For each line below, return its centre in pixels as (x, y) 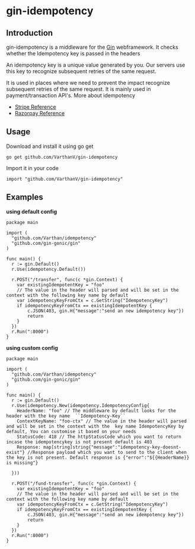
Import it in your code (33, 168)
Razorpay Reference (40, 113)
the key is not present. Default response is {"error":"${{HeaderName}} (98, 457)
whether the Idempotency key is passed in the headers (73, 53)
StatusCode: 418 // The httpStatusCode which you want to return (99, 437)
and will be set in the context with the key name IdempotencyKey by (95, 426)
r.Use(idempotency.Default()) (49, 269)
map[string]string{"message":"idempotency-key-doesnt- (113, 447)
